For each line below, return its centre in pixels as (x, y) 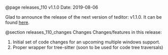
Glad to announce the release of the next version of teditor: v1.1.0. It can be (83, 17)
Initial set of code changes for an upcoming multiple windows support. (86, 42)
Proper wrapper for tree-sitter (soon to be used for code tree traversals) (88, 47)
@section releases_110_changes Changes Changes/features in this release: (84, 32)
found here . (17, 22)
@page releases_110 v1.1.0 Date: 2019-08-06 (52, 7)
